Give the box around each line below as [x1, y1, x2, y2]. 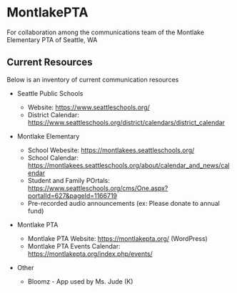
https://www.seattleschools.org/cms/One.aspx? [27, 184, 168, 192]
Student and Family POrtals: [27, 176, 110, 184]
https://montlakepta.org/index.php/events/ [27, 249, 153, 258]
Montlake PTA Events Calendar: [27, 242, 121, 250]
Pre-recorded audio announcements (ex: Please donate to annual [27, 199, 221, 207]
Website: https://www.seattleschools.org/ [27, 103, 151, 111]
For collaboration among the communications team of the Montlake [6, 28, 205, 36]
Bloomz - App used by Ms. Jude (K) [27, 277, 133, 286]
